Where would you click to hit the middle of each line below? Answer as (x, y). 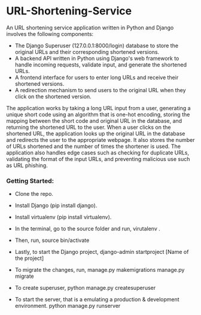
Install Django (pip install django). (56, 205)
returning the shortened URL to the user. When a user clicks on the (89, 127)
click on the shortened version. (53, 96)
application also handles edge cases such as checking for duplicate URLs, (98, 152)
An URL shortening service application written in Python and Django (90, 28)
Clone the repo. (34, 194)
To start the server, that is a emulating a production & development (97, 299)
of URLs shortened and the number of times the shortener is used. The (94, 146)
